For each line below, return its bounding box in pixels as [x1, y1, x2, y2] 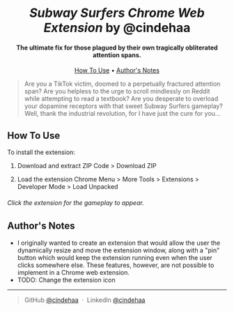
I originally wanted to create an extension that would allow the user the [17, 238, 221, 247]
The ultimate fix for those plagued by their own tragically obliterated [16, 43, 218, 52]
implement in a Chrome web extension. [17, 268, 130, 276]
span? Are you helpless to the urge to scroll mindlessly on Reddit [24, 87, 210, 96]
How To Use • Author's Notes [74, 66, 160, 75]
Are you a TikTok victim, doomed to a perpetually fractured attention [24, 79, 221, 88]
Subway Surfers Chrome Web [29, 5, 205, 21]
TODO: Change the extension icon [17, 275, 116, 284]
